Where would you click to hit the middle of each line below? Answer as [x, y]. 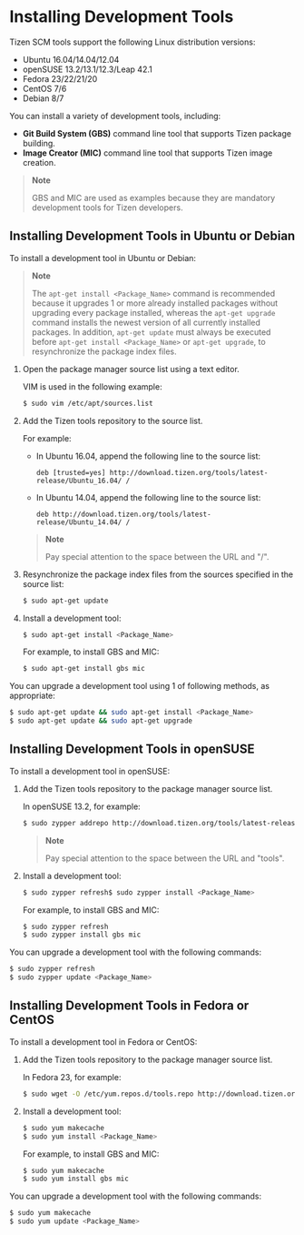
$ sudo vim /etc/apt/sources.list [88, 403]
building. [39, 143]
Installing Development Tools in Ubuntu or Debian [152, 236]
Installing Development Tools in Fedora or [129, 1006]
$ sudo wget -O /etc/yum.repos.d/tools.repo [108, 1094]
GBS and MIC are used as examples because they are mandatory [153, 197]
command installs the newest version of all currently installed [146, 322]
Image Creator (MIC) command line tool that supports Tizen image [147, 153]
